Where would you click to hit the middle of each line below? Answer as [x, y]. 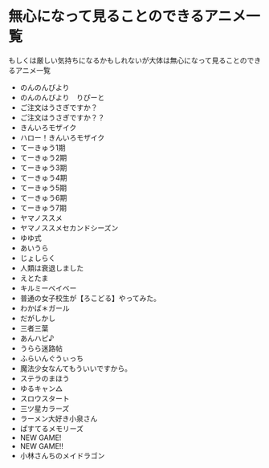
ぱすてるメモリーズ [52, 428]
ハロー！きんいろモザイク [62, 137]
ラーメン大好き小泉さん [59, 418]
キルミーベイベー [48, 288]
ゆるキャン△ [41, 388]
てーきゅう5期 [43, 187]
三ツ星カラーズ [45, 408]
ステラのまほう [45, 378]
